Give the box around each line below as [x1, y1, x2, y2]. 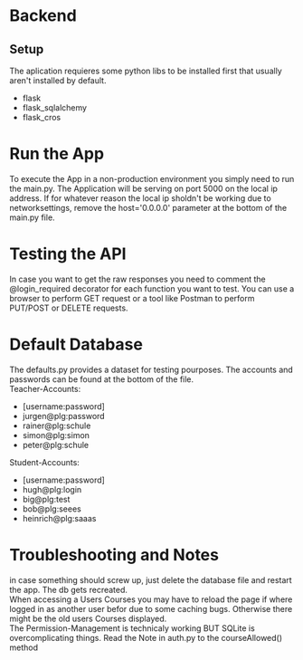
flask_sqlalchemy [22, 102, 88, 113]
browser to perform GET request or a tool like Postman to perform [9, 292, 255, 303]
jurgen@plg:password [22, 410, 106, 421]
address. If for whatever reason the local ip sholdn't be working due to [9, 192, 271, 204]
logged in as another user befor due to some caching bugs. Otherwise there [9, 603, 293, 614]
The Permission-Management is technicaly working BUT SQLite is [9, 622, 255, 634]
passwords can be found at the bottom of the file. [9, 373, 194, 385]
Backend [9, 5, 77, 26]
